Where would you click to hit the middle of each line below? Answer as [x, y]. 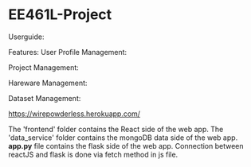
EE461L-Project [60, 15]
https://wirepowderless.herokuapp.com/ [75, 114]
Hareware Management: [48, 83]
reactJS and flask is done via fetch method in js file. [93, 154]
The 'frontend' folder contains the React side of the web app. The [116, 129]
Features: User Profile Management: [68, 52]
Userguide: [27, 37]
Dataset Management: [45, 98]
